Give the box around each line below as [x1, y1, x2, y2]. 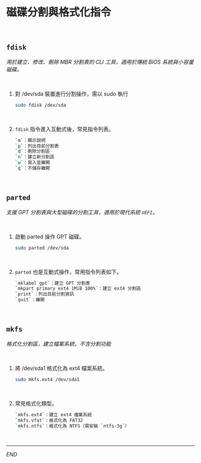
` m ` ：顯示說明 [14, 137, 46, 143]
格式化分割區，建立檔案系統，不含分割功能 [6, 340, 111, 347]
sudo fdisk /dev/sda [14, 102, 66, 108]
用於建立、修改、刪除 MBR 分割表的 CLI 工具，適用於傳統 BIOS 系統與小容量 [6, 58, 194, 65]
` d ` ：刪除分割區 [14, 148, 50, 155]
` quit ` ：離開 [14, 297, 45, 303]
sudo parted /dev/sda [14, 245, 69, 251]
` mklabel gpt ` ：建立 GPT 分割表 [14, 280, 91, 286]
